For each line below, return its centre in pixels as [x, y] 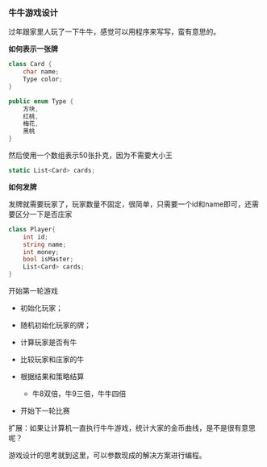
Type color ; [43, 79]
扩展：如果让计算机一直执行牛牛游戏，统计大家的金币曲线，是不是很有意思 [132, 428]
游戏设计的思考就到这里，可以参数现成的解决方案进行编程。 [107, 455]
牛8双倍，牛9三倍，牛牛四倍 [79, 394]
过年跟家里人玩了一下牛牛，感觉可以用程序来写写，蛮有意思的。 [114, 32]
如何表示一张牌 [33, 49]
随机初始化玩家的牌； [55, 325]
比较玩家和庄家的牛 [52, 360]
